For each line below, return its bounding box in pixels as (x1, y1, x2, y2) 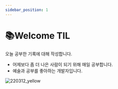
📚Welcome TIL (5, 30, 70, 41)
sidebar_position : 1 (5, 7, 49, 13)
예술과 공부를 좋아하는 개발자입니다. (12, 67, 83, 73)
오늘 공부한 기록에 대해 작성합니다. (5, 51, 72, 57)
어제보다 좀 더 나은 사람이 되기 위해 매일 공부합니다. (12, 61, 113, 67)
